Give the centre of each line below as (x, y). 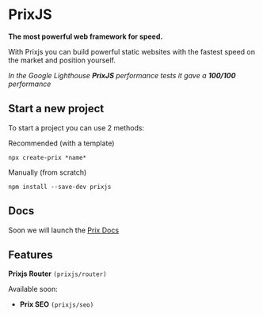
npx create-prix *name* (48, 157)
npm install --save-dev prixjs (60, 187)
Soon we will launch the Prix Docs (64, 230)
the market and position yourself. (62, 60)
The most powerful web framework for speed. (86, 36)
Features (30, 255)
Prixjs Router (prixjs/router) (57, 274)
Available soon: (33, 289)
